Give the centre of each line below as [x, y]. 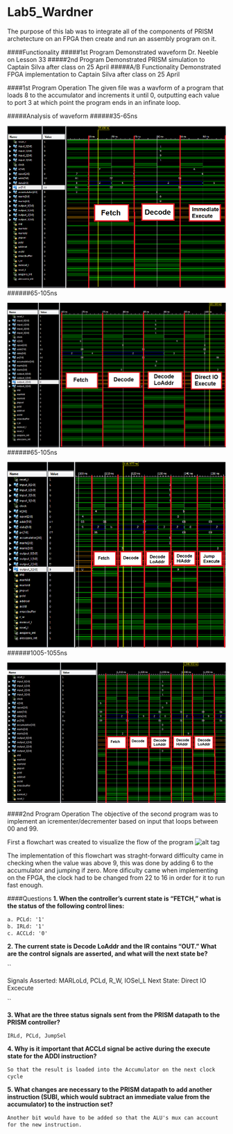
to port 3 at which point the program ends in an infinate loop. [94, 102]
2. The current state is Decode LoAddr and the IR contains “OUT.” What [112, 946]
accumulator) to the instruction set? [60, 1104]
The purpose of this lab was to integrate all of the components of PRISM [110, 31]
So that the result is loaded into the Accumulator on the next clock [111, 1069]
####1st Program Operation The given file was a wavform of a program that [115, 87]
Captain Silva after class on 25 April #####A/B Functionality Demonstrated [114, 67]
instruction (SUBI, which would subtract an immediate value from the [109, 1097]
